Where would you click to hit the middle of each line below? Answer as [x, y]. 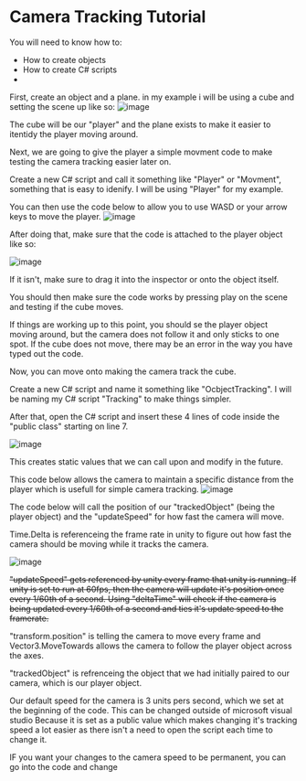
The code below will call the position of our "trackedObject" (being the [142, 507]
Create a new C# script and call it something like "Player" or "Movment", [145, 179]
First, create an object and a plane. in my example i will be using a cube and [152, 97]
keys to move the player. [56, 216]
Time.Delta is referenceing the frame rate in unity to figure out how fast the [151, 534]
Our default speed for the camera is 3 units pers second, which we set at [147, 701]
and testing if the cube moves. [67, 306]
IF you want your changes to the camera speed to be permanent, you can [148, 757]
